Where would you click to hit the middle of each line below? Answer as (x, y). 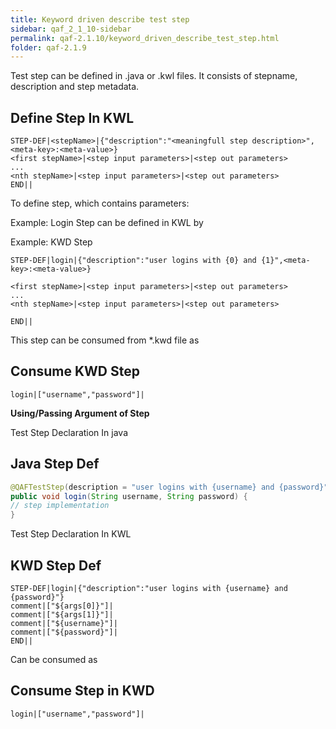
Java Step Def (55, 464)
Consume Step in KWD (82, 691)
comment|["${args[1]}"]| (62, 615)
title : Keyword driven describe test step (100, 19)
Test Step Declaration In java (69, 432)
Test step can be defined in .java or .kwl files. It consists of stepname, (154, 76)
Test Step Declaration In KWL (71, 534)
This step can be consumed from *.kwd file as (105, 340)
